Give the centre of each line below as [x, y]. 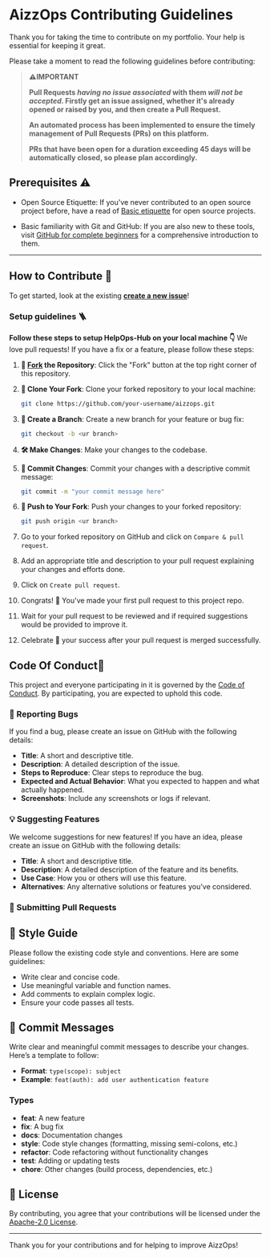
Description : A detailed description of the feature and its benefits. [130, 869]
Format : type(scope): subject [71, 1071]
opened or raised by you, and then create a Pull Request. [125, 109]
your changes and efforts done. [73, 570]
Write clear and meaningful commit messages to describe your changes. [129, 1047]
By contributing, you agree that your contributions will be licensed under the [135, 1214]
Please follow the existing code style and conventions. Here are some [124, 953]
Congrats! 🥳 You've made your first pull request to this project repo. [132, 601]
